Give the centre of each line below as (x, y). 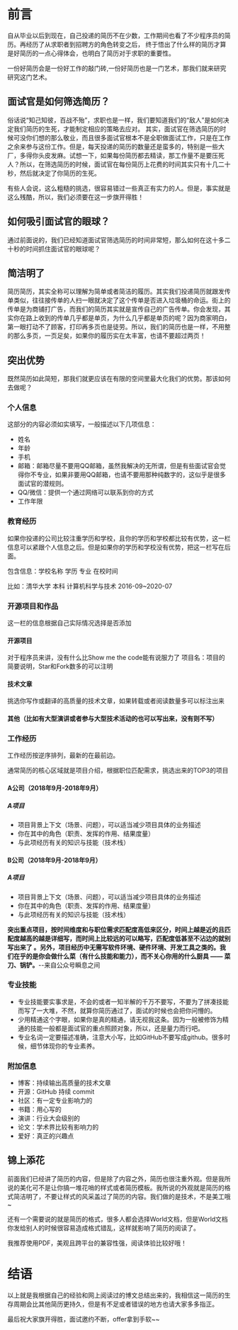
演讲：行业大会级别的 (49, 1118)
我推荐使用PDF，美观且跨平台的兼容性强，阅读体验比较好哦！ (97, 1243)
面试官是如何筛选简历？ (58, 102)
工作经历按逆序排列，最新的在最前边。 (63, 756)
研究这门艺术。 (29, 77)
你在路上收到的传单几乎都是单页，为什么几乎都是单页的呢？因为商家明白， (122, 318)
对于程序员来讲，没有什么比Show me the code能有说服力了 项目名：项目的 (116, 658)
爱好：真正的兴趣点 (46, 1136)
